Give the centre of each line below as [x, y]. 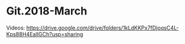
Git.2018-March [47, 11]
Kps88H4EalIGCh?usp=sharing [45, 34]
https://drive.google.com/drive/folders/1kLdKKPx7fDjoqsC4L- [102, 28]
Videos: [16, 28]
